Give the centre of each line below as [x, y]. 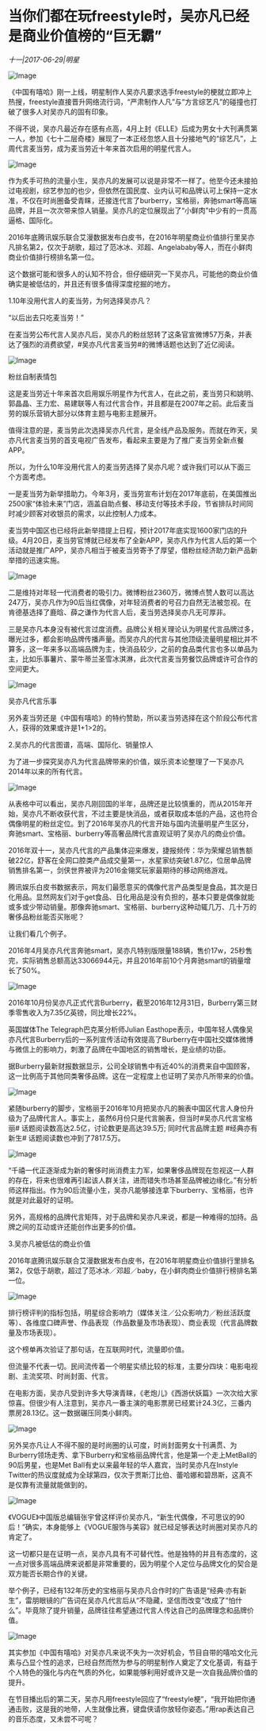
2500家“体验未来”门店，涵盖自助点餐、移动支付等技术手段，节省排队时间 [127, 503]
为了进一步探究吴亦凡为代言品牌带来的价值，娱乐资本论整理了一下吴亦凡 [126, 761]
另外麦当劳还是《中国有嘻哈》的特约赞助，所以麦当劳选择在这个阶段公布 [126, 717]
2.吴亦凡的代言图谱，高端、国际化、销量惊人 [81, 744]
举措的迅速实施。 [36, 560]
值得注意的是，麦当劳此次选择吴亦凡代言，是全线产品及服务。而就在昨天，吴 [133, 430]
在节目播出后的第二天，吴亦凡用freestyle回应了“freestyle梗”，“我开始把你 [129, 1698]
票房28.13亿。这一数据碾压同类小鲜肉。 [72, 1413]
